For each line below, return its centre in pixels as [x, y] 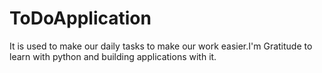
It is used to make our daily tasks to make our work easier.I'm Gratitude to [161, 46]
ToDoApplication [80, 18]
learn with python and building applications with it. [113, 56]
